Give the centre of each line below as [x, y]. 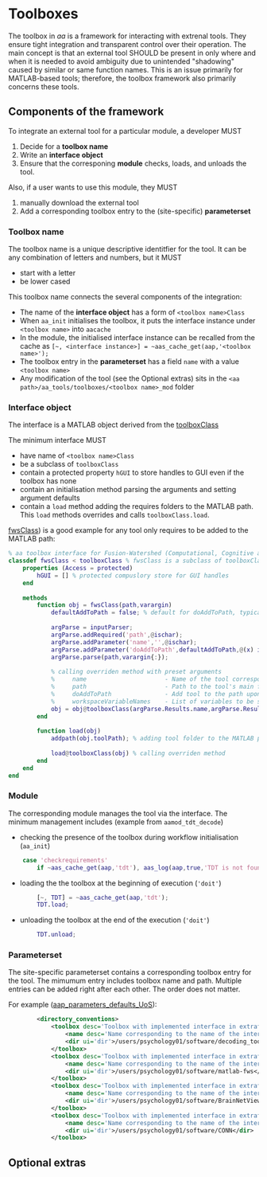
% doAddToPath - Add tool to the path [147, 694]
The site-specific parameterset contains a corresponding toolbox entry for [130, 972]
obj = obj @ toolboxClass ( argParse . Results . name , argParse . [147, 709]
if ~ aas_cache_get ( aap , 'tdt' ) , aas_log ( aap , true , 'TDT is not [140, 868]
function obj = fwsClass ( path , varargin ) [104, 605]
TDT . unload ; [57, 935]
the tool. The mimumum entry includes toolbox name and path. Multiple [125, 981]
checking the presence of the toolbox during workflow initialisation [129, 837]
